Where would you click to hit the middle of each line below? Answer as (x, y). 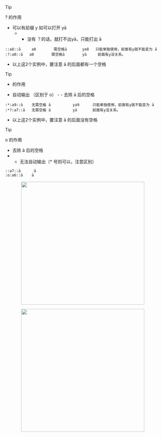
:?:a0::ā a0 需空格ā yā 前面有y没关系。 (65, 55)
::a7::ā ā (21, 171)
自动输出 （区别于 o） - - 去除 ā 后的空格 (53, 95)
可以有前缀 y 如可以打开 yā (39, 28)
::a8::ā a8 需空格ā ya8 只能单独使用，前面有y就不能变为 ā (81, 49)
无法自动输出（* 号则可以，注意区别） (58, 161)
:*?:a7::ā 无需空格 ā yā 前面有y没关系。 (63, 110)
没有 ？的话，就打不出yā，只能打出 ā (64, 39)
